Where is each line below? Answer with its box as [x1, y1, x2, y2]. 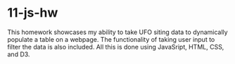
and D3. [7, 50, 30, 58]
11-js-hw [7, 5, 58, 21]
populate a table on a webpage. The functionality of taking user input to [7, 35, 215, 43]
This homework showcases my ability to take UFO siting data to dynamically [7, 28, 228, 36]
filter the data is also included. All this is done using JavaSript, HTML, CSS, [7, 42, 224, 51]
